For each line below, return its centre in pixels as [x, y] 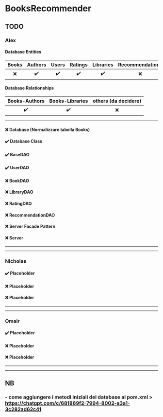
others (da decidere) [117, 101]
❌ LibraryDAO [19, 192]
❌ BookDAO [17, 181]
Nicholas [16, 261]
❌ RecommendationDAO [30, 215]
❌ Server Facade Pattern [30, 226]
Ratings [79, 65]
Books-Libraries [69, 101]
